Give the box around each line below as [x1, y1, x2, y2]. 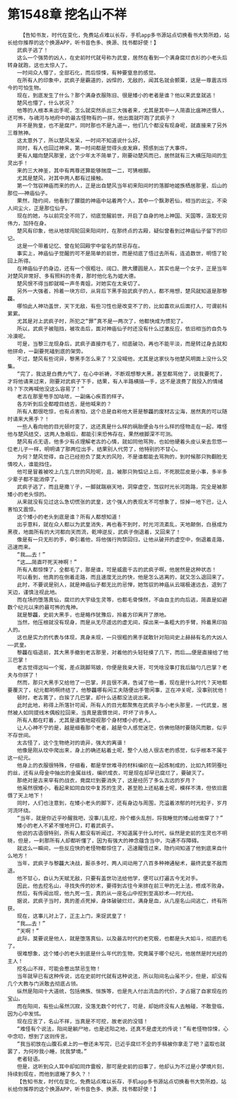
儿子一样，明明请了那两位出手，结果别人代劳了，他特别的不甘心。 [17, 446, 182, 453]
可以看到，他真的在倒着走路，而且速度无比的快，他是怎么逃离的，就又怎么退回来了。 [16, 573, 228, 581]
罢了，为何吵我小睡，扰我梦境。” [7, 1048, 87, 1055]
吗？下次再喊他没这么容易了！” [7, 385, 85, 393]
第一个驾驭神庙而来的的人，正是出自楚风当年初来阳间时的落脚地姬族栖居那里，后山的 [16, 182, 228, 189]
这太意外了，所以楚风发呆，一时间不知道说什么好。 [16, 137, 144, 144]
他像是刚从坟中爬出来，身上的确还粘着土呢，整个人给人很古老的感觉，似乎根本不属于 [16, 747, 228, 754]
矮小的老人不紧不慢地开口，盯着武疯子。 [16, 822, 117, 829]
